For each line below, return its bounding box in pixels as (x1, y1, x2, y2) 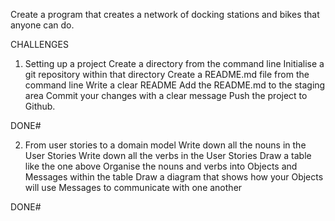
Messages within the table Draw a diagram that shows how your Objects (24, 171, 324, 183)
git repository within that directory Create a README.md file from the (24, 69, 310, 80)
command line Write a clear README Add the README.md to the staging (24, 79, 326, 91)
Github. (24, 100, 56, 112)
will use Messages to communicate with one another (24, 182, 243, 193)
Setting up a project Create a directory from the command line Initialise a (24, 58, 325, 69)
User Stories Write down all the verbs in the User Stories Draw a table (24, 150, 312, 161)
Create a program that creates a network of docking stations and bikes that (10, 9, 320, 20)
